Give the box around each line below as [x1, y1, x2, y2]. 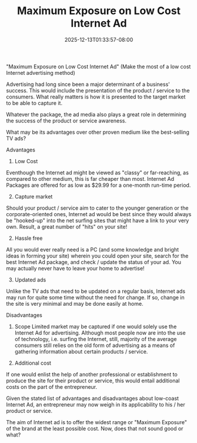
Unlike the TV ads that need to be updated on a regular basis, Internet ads [6, 287, 186, 295]
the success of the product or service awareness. [6, 117, 126, 124]
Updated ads [14, 276, 46, 283]
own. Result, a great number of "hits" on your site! [6, 223, 128, 230]
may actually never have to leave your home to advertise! [6, 265, 145, 272]
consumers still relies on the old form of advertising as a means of [14, 342, 175, 349]
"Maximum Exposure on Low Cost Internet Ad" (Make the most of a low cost [6, 63, 191, 70]
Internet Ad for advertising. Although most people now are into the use [14, 329, 186, 336]
